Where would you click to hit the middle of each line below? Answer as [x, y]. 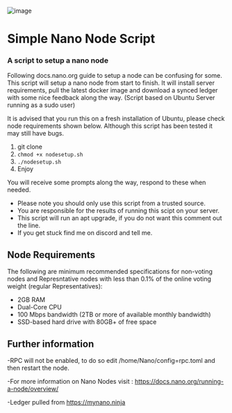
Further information [51, 344]
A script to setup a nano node [58, 60]
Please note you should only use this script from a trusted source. [111, 203]
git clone [30, 147]
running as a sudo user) [41, 105]
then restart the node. [38, 368]
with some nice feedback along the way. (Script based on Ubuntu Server [111, 98]
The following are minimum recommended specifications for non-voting [110, 272]
